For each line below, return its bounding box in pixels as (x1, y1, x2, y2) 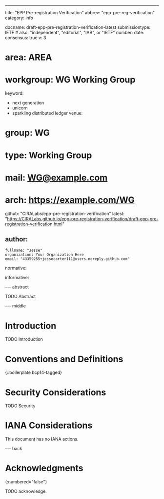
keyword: (5, 90, 24, 96)
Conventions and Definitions (5, 353, 123, 365)
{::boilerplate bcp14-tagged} (5, 369, 62, 375)
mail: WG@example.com (5, 172, 108, 183)
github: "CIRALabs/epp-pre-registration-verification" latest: (5, 211, 125, 217)
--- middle (5, 303, 26, 309)
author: (5, 235, 28, 243)
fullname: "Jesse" (5, 248, 42, 253)
